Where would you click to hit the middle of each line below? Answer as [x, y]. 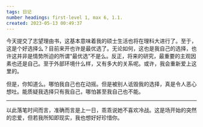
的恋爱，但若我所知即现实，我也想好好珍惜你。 [64, 118]
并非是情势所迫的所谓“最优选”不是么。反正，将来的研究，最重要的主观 [104, 56]
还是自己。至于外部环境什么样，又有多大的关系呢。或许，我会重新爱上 [104, 63]
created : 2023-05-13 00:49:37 [44, 23]
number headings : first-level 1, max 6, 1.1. [64, 18]
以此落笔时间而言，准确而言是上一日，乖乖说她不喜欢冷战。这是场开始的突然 [101, 110]
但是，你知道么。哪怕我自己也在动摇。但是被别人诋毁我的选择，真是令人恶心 [101, 84]
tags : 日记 [19, 12]
